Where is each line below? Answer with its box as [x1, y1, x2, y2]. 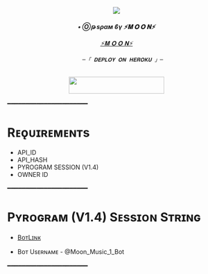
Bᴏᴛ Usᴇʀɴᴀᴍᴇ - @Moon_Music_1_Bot [17, 247, 125, 256]
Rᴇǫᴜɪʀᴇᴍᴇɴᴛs [7, 125, 90, 140]
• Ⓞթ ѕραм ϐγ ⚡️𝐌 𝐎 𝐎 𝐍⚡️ [78, 22, 155, 31]
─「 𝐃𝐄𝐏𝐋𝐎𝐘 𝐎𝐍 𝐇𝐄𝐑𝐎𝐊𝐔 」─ [82, 56, 164, 63]
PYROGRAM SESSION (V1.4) [17, 163, 99, 171]
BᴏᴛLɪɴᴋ [17, 233, 42, 241]
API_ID [17, 148, 37, 156]
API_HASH [17, 155, 48, 164]
